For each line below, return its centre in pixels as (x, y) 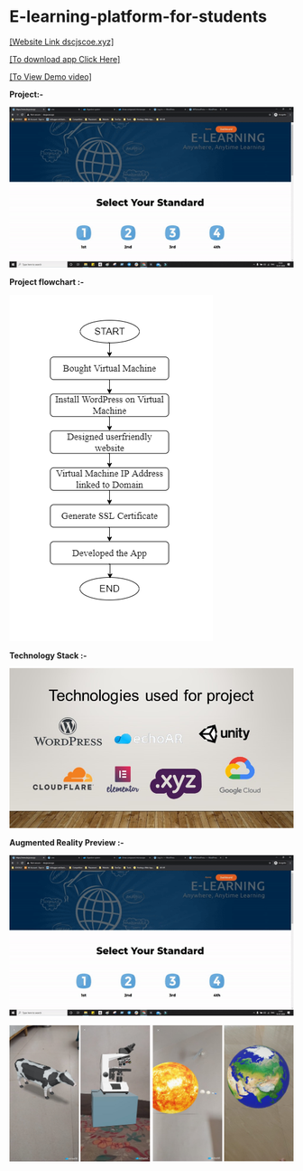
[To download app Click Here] (65, 59)
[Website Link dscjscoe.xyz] (62, 42)
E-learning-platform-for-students (138, 17)
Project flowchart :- (47, 281)
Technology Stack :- (48, 655)
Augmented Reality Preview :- (67, 843)
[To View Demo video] (50, 76)
